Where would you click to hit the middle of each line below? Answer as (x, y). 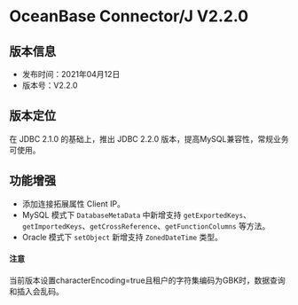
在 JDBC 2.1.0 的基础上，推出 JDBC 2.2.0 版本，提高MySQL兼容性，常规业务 (149, 138)
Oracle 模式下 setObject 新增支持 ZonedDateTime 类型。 (122, 237)
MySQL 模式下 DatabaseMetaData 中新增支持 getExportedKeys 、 (136, 215)
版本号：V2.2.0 (50, 85)
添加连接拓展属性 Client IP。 (74, 203)
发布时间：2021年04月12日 (71, 74)
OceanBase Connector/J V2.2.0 (129, 16)
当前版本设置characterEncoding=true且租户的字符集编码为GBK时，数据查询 (147, 280)
